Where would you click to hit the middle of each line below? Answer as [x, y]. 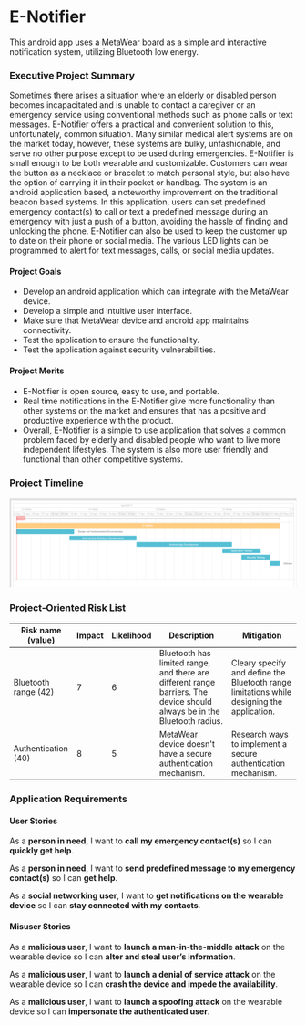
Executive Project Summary [72, 75]
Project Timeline [46, 483]
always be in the [189, 712]
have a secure [185, 753]
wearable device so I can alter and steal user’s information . [122, 957]
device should [185, 702]
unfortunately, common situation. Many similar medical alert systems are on [152, 134]
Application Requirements [68, 799]
